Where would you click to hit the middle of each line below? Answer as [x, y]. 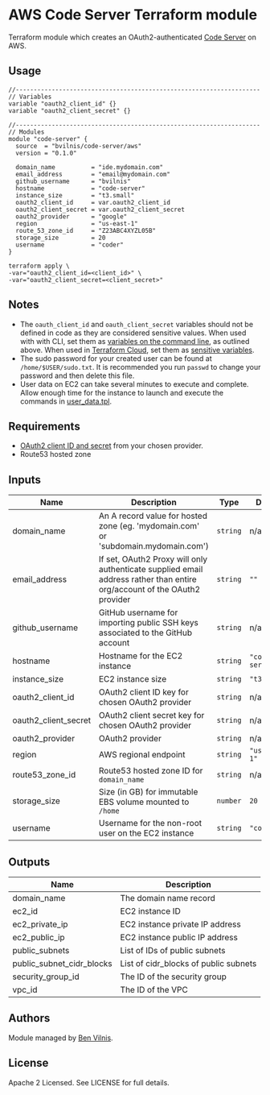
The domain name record [168, 898]
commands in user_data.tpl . [66, 401]
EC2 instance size [133, 679]
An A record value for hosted [153, 516]
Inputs [25, 480]
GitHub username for [139, 612]
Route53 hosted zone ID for [151, 771]
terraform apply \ [39, 266]
